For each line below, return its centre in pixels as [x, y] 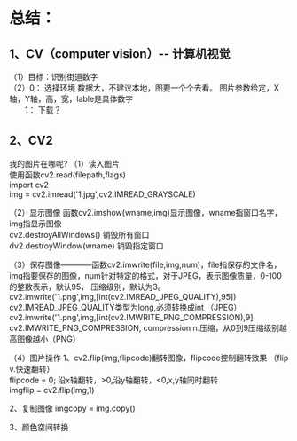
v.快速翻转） [32, 368]
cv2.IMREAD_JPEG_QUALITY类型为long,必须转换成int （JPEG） [125, 307]
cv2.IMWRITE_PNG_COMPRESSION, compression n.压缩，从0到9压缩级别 [145, 327]
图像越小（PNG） [48, 339]
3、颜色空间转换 [39, 427]
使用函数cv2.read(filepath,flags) [68, 175]
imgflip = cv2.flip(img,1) [52, 390]
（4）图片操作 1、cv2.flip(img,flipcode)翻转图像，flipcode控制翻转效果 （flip [149, 358]
